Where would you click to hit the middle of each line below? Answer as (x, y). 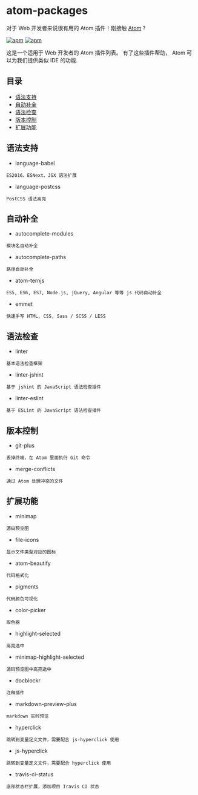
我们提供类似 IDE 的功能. (47, 60)
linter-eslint (29, 398)
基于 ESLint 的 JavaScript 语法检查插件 (54, 411)
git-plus (25, 445)
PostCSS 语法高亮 (26, 199)
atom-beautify (33, 563)
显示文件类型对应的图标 (31, 552)
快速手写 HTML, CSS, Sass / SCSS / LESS (56, 316)
